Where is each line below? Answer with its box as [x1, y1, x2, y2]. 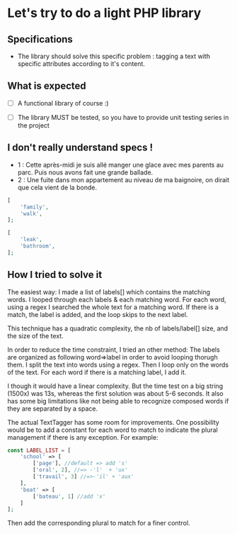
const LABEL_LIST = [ [7, 447, 71, 454]
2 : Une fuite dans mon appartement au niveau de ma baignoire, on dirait [17, 175, 230, 184]
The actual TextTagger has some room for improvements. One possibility [7, 418, 219, 426]
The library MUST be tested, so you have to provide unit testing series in [17, 113, 229, 121]
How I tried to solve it [7, 269, 103, 281]
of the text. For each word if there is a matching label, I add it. [7, 367, 187, 377]
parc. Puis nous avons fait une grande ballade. [17, 168, 154, 177]
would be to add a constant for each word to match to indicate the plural [7, 425, 218, 434]
